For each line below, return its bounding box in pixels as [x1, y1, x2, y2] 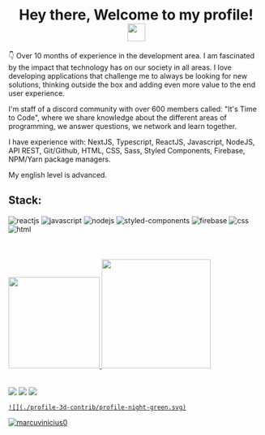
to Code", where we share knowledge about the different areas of [8, 112, 227, 123]
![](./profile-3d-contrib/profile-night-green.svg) [8, 403, 186, 411]
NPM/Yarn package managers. [8, 154, 111, 164]
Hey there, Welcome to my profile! [19, 6, 254, 24]
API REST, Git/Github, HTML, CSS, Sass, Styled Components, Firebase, [8, 145, 246, 155]
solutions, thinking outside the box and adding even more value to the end [8, 80, 256, 89]
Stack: [8, 193, 42, 208]
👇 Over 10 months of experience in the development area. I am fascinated [8, 50, 255, 60]
